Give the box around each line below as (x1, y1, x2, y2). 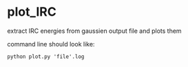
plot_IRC (7, 4, 56, 20)
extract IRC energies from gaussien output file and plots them (7, 27, 182, 35)
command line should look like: (7, 40, 95, 48)
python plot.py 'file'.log (7, 53, 85, 60)
